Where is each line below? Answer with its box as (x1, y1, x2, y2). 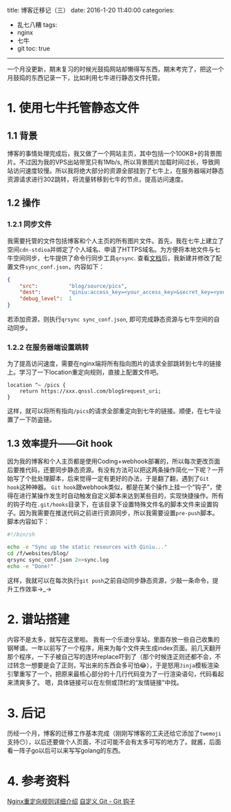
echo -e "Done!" (7, 563, 54, 570)
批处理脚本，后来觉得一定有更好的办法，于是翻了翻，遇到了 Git (30, 475, 210, 483)
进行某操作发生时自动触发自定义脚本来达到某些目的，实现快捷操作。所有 (19, 492, 224, 500)
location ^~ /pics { (7, 382, 67, 389)
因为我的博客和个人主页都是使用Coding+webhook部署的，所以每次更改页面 (7, 457, 221, 466)
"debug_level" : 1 (19, 295, 72, 302)
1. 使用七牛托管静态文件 (7, 101, 140, 116)
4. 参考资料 (7, 773, 70, 789)
